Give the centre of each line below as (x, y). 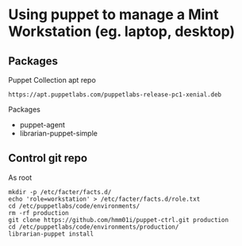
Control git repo (48, 158)
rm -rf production (38, 213)
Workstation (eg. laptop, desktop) (122, 31)
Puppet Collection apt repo (52, 80)
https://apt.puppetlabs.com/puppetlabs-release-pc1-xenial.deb (115, 95)
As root (20, 178)
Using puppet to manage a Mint (113, 15)
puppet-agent (42, 125)
